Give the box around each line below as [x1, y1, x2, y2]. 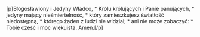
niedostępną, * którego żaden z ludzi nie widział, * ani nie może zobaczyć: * [6, 18, 193, 24]
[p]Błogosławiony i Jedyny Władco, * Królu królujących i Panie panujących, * [6, 5, 195, 12]
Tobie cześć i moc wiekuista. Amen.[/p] [6, 24, 103, 31]
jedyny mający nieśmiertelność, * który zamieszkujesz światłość [6, 11, 165, 18]
